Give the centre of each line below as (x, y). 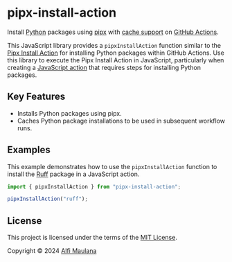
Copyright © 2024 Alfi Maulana (52, 251)
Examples (29, 150)
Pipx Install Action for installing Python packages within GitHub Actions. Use (116, 53)
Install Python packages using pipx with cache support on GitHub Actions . (113, 32)
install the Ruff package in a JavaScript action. (73, 174)
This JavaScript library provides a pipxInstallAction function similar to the (114, 45)
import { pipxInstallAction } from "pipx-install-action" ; (94, 186)
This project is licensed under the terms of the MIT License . (92, 238)
